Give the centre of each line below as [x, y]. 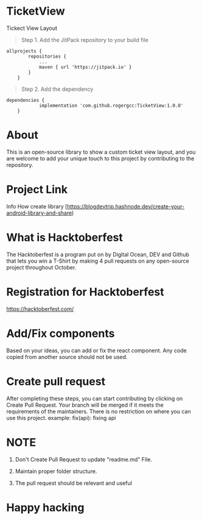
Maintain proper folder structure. [56, 471]
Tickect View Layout [32, 28]
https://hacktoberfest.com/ [40, 308]
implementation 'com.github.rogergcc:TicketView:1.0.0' [111, 105]
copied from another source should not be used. [67, 357]
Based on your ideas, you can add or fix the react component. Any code [96, 350]
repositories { [47, 56]
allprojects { [24, 51]
